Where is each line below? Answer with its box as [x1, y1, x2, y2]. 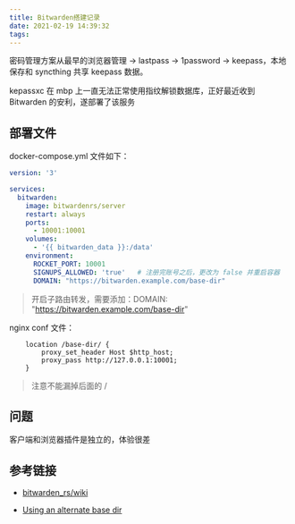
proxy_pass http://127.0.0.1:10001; [41, 355, 178, 365]
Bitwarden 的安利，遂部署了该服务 [9, 97, 136, 107]
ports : [25, 218, 50, 227]
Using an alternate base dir [21, 504, 122, 515]
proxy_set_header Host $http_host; [41, 348, 174, 357]
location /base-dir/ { [25, 340, 110, 349]
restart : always [25, 209, 87, 219]
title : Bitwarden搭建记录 [9, 13, 101, 22]
